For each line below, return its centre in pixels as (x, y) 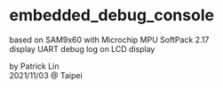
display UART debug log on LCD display (82, 48)
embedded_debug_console (112, 15)
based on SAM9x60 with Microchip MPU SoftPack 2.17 (109, 40)
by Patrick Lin (34, 66)
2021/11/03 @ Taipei (46, 75)
